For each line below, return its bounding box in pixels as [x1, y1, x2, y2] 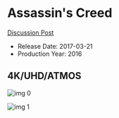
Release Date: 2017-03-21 [17, 42, 93, 50]
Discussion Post [7, 28, 54, 37]
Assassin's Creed [7, 5, 113, 21]
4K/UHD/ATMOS [7, 70, 82, 82]
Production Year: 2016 [17, 49, 82, 58]
